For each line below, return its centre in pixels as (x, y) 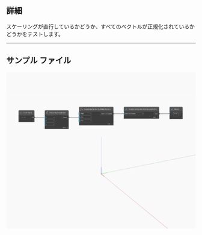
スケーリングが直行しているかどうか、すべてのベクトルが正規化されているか (101, 27)
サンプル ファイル (39, 61)
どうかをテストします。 (35, 34)
